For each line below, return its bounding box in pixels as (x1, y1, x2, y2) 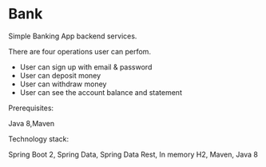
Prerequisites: (8, 103, 54, 113)
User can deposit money (19, 70, 101, 80)
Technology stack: (8, 133, 69, 144)
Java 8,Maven (8, 118, 54, 128)
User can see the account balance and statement (19, 87, 182, 97)
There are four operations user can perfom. (8, 46, 152, 56)
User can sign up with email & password (19, 62, 153, 72)
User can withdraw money (19, 79, 107, 89)
